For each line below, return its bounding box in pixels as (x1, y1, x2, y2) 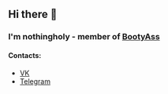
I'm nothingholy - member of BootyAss (8, 31, 160, 42)
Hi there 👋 (8, 8, 58, 21)
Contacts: (8, 50, 42, 60)
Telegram (19, 76, 51, 86)
